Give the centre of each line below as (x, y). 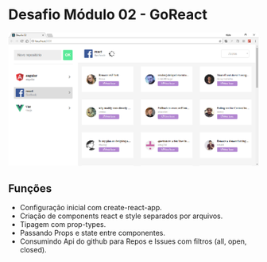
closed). (33, 249)
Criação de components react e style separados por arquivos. (121, 216)
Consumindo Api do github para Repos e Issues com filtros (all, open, (133, 241)
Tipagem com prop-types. (63, 224)
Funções (30, 188)
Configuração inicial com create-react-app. (91, 207)
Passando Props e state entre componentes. (92, 233)
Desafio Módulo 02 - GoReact (108, 15)
